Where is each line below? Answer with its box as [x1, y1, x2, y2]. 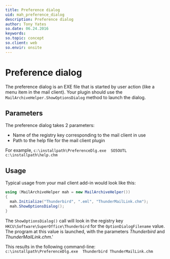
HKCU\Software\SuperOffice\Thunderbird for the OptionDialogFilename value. [5, 223, 165, 229]
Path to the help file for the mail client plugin [12, 138, 105, 144]
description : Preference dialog [5, 17, 74, 22]
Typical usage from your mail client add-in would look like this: [5, 180, 136, 186]
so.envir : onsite [5, 45, 42, 50]
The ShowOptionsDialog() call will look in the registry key [5, 218, 123, 224]
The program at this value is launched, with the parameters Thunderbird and [5, 228, 165, 234]
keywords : [5, 31, 26, 36]
